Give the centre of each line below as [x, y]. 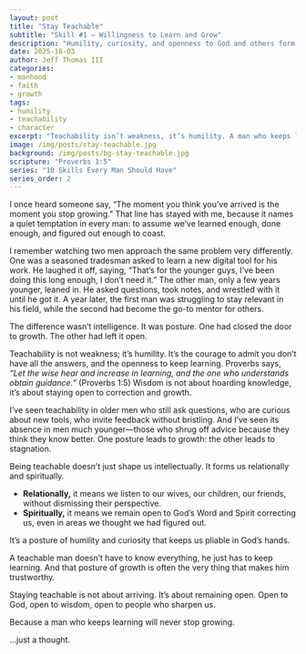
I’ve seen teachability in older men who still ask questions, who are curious [150, 410]
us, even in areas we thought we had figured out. [114, 523]
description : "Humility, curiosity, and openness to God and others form [153, 43]
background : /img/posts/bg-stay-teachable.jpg [99, 153]
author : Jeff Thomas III [56, 60]
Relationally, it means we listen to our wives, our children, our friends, [154, 494]
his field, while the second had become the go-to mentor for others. [137, 309]
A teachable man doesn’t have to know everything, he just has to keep [141, 558]
